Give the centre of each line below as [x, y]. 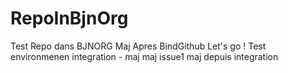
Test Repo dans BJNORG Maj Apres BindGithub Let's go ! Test [138, 46]
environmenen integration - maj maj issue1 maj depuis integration [144, 56]
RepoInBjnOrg [69, 18]
